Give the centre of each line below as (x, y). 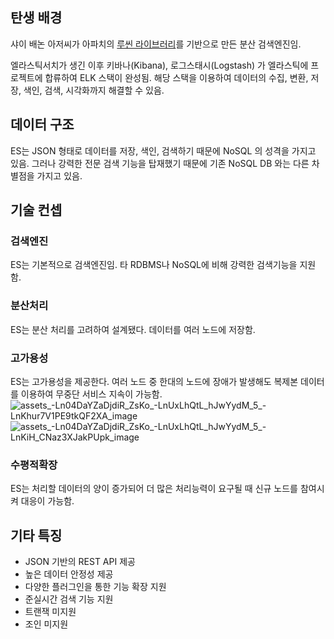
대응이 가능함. (47, 501)
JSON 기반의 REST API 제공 (80, 562)
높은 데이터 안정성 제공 (69, 574)
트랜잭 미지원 (50, 612)
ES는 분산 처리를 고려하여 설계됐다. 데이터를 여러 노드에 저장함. (133, 329)
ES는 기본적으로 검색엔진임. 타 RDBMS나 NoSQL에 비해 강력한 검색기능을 (154, 265)
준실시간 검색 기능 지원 (69, 599)
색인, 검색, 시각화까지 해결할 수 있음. (94, 90)
